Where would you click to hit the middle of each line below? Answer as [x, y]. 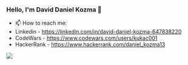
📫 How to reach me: [41, 23]
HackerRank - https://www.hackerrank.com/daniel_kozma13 [90, 45]
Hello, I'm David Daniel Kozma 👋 [54, 10]
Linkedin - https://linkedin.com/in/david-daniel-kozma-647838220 [98, 32]
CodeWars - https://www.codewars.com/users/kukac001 [86, 38]
